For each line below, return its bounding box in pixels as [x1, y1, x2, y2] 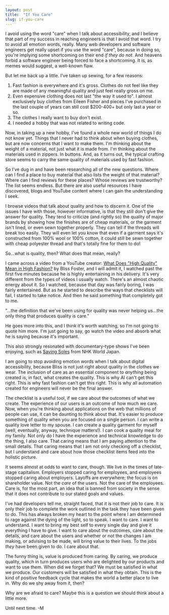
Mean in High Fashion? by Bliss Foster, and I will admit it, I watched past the [5, 266, 162, 272]
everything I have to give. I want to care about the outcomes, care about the [5, 528, 163, 534]
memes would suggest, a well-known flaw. [5, 63, 94, 69]
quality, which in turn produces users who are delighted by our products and [5, 559, 164, 565]
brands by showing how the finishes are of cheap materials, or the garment [5, 219, 161, 225]
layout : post [5, 7, 33, 13]
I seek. [5, 193, 19, 200]
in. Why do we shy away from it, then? [5, 580, 85, 586]
